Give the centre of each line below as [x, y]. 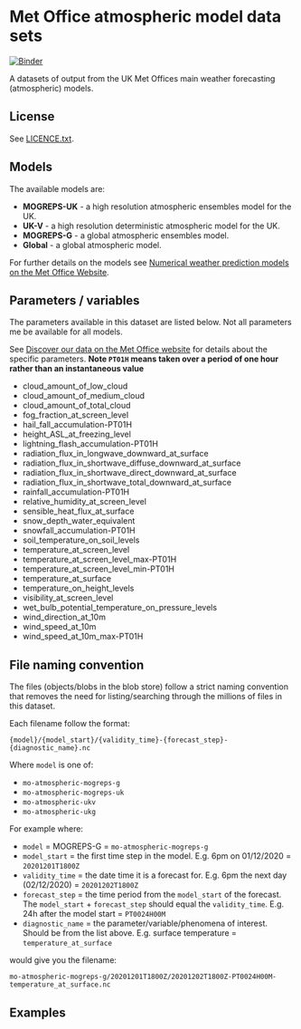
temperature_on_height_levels [78, 588]
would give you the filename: [63, 960]
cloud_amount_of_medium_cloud [84, 396]
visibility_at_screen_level [68, 598]
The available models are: [57, 188]
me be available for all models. [66, 332]
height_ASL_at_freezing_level [76, 434]
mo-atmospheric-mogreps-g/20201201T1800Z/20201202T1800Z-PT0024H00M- [143, 977]
